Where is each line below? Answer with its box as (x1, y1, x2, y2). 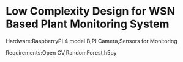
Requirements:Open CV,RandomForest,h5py (6, 49, 117, 56)
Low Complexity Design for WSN (6, 4, 176, 18)
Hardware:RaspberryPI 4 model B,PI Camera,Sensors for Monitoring (6, 37, 178, 44)
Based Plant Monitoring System (6, 17, 170, 31)
